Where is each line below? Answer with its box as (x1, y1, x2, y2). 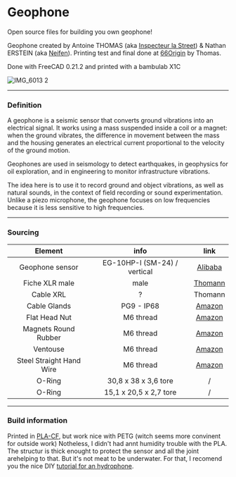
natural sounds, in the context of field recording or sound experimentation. (7, 188, 223, 197)
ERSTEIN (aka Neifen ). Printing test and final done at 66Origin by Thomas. (7, 49, 222, 57)
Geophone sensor (19, 262, 79, 272)
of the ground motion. (7, 146, 70, 155)
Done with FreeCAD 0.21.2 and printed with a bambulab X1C (7, 62, 181, 70)
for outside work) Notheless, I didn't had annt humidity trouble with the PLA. (7, 439, 228, 447)
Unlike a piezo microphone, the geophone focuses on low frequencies (7, 196, 211, 204)
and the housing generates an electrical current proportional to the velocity (7, 139, 225, 147)
